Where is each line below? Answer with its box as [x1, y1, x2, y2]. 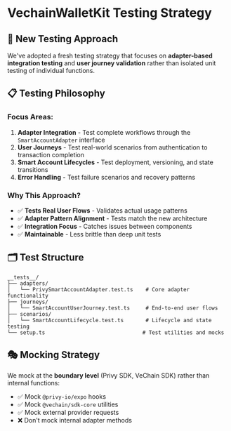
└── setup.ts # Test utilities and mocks [7, 329, 225, 336]
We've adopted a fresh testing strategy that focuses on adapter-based [7, 51, 213, 60]
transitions [17, 165, 48, 173]
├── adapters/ [7, 279, 49, 287]
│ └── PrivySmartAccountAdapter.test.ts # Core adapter [7, 286, 190, 293]
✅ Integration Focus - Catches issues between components [17, 222, 192, 230]
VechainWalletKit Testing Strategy [7, 5, 212, 21]
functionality [7, 292, 49, 299]
